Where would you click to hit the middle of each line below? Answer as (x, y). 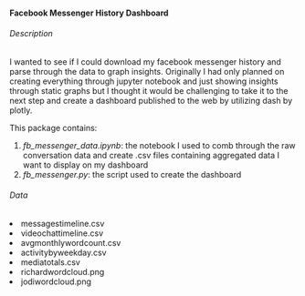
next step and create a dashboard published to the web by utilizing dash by (151, 100)
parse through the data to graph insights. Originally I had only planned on (147, 71)
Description (31, 34)
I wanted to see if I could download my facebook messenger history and (145, 61)
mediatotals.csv (51, 262)
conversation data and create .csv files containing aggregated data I (151, 155)
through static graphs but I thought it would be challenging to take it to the (149, 90)
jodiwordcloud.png (57, 281)
